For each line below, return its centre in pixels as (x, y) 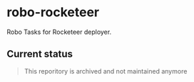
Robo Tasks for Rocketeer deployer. (59, 32)
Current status (40, 54)
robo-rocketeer (53, 12)
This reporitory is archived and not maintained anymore (106, 71)
